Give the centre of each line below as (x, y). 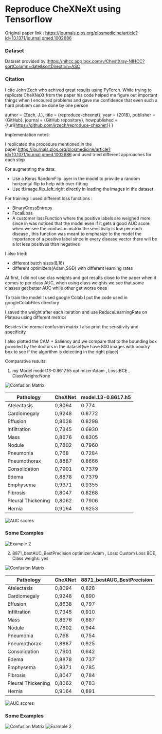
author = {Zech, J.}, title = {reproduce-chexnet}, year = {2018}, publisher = (80, 115)
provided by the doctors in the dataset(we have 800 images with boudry (78, 346)
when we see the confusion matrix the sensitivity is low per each (77, 228)
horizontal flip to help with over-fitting (50, 183)
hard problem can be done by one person (47, 105)
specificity (16, 332)
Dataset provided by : (27, 61)
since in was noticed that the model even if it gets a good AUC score (81, 223)
